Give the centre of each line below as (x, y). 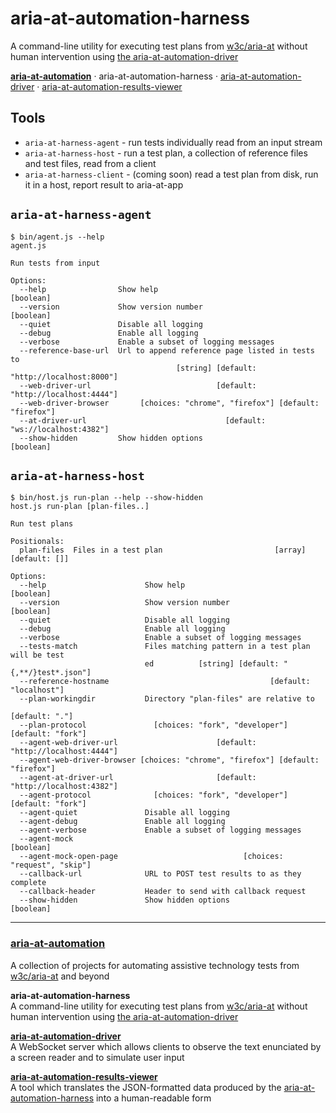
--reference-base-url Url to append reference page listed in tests (167, 350)
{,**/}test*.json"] (51, 673)
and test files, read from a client (90, 163)
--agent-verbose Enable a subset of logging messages (160, 830)
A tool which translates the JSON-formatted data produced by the (146, 1087)
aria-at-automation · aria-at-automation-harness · (114, 76)
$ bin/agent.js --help (57, 237)
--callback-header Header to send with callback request (163, 892)
